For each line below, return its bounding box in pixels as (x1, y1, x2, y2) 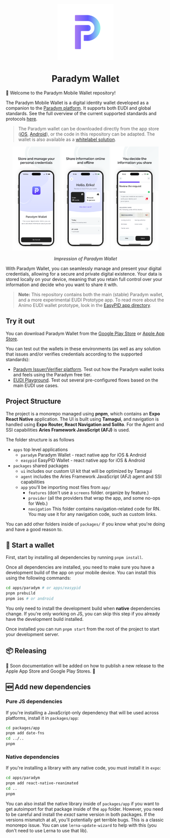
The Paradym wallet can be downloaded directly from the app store (18, 125, 159, 131)
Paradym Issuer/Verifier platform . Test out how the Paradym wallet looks (13, 366, 164, 372)
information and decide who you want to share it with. (6, 282, 118, 288)
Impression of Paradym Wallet (54, 255, 117, 262)
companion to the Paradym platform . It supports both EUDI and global (6, 105, 151, 111)
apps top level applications (13, 446, 68, 452)
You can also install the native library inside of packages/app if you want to (6, 800, 160, 807)
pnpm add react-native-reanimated (6, 781, 79, 786)
